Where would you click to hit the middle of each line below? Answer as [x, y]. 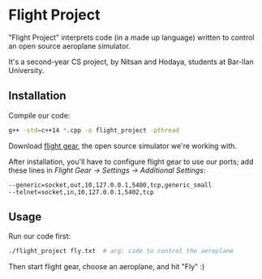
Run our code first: [40, 236]
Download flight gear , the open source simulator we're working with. [123, 146]
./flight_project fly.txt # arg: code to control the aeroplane [121, 251]
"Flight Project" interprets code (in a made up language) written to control [131, 37]
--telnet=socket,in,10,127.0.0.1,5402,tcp [81, 192]
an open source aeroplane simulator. [70, 45]
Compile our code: [39, 115]
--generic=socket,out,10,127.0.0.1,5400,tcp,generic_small [110, 185]
